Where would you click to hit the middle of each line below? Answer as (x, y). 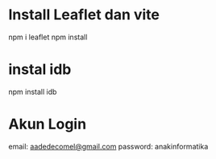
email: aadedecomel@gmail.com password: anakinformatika (108, 146)
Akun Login (48, 124)
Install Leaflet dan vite (84, 15)
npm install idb (33, 92)
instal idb (40, 69)
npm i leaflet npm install (48, 37)
